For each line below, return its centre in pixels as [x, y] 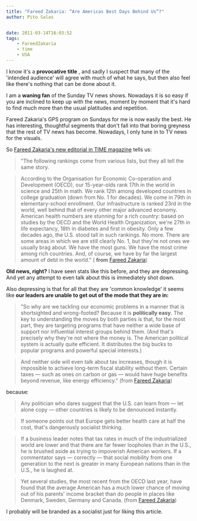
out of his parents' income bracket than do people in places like [97, 494]
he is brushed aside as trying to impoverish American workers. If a [101, 451]
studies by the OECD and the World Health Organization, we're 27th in [105, 222]
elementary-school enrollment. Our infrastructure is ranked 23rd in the [106, 203]
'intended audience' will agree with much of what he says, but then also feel [98, 78]
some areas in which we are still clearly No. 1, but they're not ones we [105, 241]
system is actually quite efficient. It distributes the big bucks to [96, 344]
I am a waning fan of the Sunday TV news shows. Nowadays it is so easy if [97, 95]
